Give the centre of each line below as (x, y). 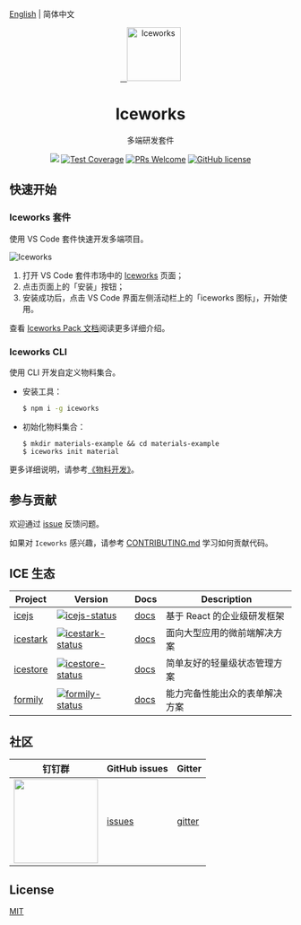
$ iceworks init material (70, 451)
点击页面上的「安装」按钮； (73, 286)
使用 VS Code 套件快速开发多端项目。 (79, 239)
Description (227, 599)
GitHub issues (138, 769)
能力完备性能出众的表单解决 (224, 694)
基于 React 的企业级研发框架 (225, 616)
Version (92, 599)
